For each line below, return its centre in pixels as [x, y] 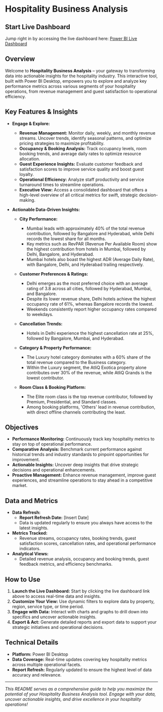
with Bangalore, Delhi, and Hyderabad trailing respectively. [85, 264]
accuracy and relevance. [37, 675]
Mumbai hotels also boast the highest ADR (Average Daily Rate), [90, 259]
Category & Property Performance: [55, 347]
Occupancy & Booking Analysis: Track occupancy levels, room [83, 148]
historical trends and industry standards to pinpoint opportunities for [80, 454]
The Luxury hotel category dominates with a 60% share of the [89, 357]
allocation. [30, 158]
